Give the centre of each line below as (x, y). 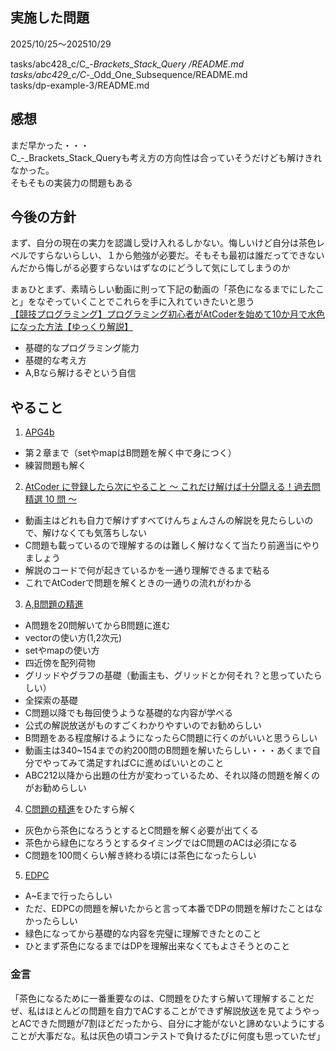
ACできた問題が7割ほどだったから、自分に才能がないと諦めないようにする (172, 1023)
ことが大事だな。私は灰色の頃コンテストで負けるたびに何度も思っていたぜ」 (168, 1035)
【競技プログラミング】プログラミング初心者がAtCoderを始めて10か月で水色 (168, 314)
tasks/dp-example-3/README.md (80, 85)
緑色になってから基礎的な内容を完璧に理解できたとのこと (143, 934)
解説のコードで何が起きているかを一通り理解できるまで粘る (147, 570)
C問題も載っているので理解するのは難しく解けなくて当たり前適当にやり (172, 545)
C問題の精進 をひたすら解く (81, 809)
